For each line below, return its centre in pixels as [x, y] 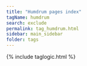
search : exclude [26, 23]
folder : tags [22, 40]
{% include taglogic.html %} [41, 57]
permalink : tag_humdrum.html [43, 28]
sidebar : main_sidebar [34, 34]
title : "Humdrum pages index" [44, 12]
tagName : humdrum [28, 17]
